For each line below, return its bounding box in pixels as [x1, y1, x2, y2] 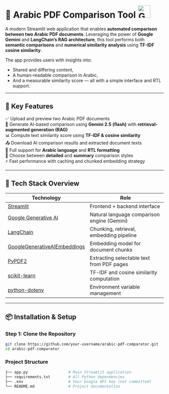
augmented [5, 126, 30, 133]
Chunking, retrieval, [90, 225, 136, 232]
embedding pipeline [90, 232, 137, 239]
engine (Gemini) [90, 217, 128, 224]
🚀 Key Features [5, 102, 54, 111]
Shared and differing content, [12, 67, 74, 73]
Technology [32, 194, 61, 201]
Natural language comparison [90, 211, 160, 218]
